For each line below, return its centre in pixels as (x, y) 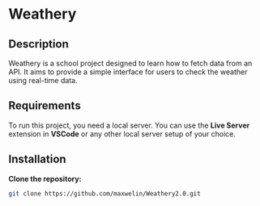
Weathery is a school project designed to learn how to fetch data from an (130, 63)
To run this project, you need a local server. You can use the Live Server (129, 125)
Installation (37, 160)
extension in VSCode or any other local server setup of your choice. (122, 133)
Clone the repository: (45, 179)
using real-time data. (43, 80)
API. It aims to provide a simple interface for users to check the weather (128, 72)
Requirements (45, 106)
